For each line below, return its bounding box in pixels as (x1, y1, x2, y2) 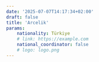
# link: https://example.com (17, 36, 89, 42)
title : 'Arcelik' (6, 19, 49, 25)
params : (6, 25, 25, 31)
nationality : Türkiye (17, 31, 70, 37)
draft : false (6, 14, 39, 20)
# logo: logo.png (17, 47, 60, 53)
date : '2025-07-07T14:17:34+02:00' (6, 8, 94, 15)
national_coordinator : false (17, 42, 89, 48)
